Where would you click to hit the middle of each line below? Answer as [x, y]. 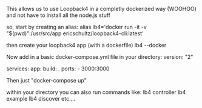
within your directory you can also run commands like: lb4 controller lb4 [96, 92]
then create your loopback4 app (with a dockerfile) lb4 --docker [86, 45]
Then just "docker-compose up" [46, 80]
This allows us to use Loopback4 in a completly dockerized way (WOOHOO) [102, 9]
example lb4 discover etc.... [41, 99]
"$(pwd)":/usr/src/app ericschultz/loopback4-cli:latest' [75, 33]
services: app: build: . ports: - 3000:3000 [58, 69]
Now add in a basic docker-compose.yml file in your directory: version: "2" [100, 57]
